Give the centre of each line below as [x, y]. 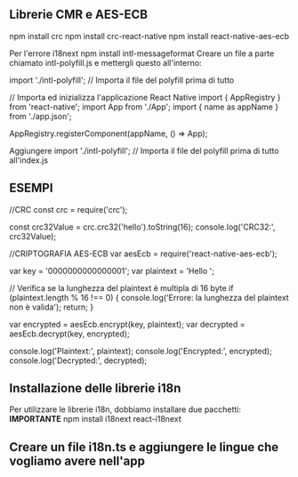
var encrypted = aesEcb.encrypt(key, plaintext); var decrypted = [127, 324]
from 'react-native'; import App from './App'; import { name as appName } [144, 107]
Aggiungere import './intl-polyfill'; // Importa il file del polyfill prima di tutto [144, 150]
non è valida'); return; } [52, 307]
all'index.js [29, 160]
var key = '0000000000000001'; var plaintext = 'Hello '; [112, 271]
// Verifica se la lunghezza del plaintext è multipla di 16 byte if [121, 287]
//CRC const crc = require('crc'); [68, 209]
